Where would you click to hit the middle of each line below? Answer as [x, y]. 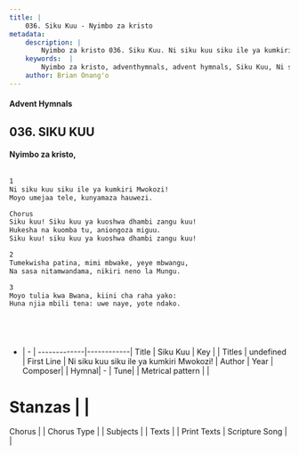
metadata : [28, 34]
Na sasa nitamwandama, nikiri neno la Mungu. [95, 271]
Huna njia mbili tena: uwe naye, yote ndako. [95, 304]
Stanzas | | [50, 407]
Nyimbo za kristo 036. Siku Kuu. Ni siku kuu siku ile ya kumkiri [167, 51]
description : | [53, 42]
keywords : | [49, 59]
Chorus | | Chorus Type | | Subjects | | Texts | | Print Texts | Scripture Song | [148, 432]
